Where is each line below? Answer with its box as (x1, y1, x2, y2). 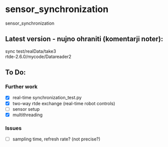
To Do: (5, 68, 26, 77)
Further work (5, 83, 38, 90)
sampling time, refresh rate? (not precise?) (12, 136, 101, 142)
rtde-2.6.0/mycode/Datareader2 (5, 53, 72, 59)
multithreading (12, 112, 43, 118)
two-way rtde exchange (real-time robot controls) (12, 100, 115, 106)
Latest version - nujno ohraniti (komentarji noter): (5, 35, 163, 43)
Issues (5, 124, 22, 131)
